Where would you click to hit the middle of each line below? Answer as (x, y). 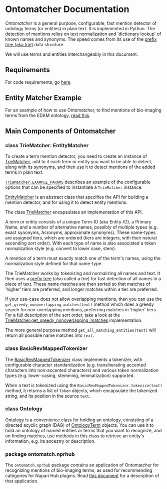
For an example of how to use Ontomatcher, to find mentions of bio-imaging (83, 110)
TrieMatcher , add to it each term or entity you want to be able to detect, (79, 162)
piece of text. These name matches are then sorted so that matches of (78, 284)
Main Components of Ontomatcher (60, 131)
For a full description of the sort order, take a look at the (63, 315)
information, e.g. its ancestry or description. (50, 441)
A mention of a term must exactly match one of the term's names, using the (83, 258)
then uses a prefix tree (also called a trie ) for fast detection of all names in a (83, 279)
